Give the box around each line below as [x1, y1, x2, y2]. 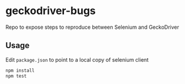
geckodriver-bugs [5, 4, 96, 18]
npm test [5, 73, 27, 79]
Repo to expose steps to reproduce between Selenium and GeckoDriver [5, 23, 180, 31]
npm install [5, 68, 35, 73]
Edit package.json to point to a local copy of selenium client [5, 56, 149, 63]
